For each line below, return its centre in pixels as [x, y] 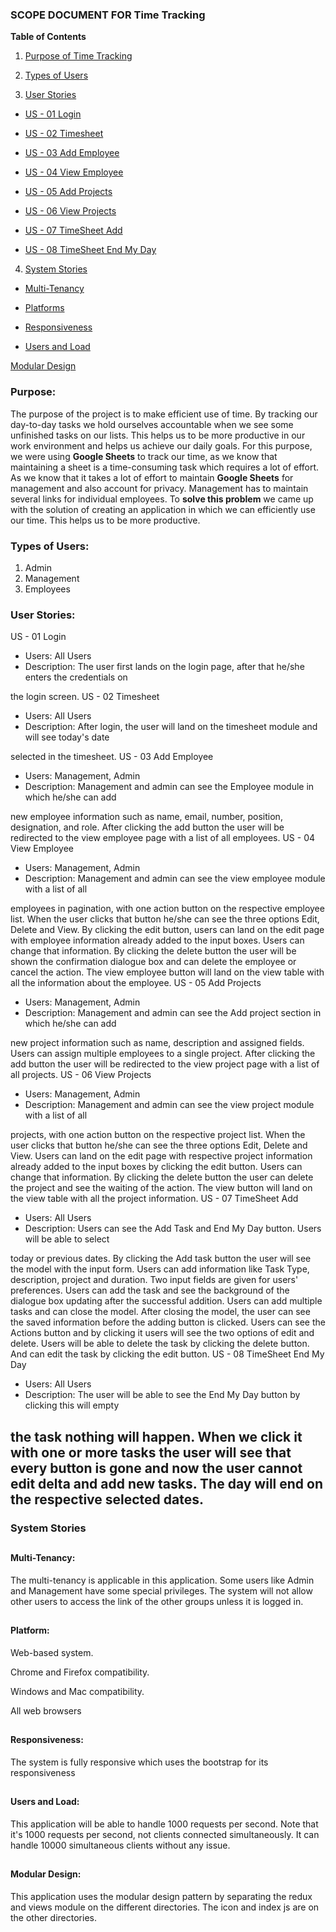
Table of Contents [48, 37]
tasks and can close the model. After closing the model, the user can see [160, 1312]
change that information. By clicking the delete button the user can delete [162, 1177]
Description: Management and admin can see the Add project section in [173, 1013]
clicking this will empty [72, 1405]
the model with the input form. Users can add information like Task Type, [160, 1269]
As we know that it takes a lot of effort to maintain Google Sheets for [152, 477]
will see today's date [67, 737]
